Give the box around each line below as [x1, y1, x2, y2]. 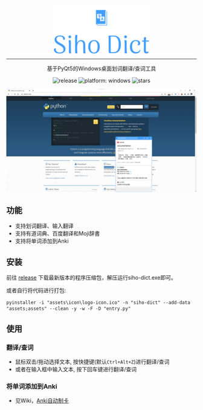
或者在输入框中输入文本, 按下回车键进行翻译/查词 [14, 365, 137, 373]
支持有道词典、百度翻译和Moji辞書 [14, 230, 100, 237]
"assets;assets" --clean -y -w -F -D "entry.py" [6, 306, 131, 312]
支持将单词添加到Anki [14, 237, 69, 245]
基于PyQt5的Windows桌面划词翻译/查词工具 [47, 65, 156, 72]
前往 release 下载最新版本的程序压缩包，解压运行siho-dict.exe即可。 [6, 274, 176, 281]
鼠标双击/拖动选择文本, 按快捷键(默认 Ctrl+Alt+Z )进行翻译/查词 [14, 358, 170, 365]
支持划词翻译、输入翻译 [14, 222, 74, 229]
